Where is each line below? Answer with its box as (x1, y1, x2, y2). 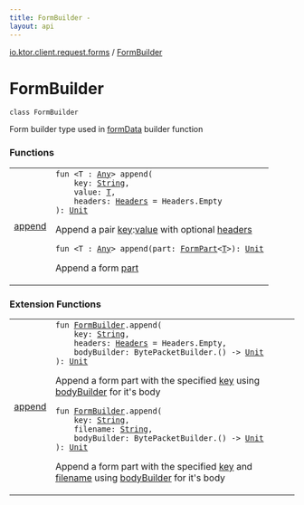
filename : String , (73, 424, 154, 434)
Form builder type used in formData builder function (9, 124, 204, 135)
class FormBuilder (9, 108, 79, 118)
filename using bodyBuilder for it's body (55, 472, 226, 484)
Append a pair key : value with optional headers (55, 223, 252, 235)
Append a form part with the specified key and (55, 461, 253, 473)
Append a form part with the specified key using (55, 375, 261, 387)
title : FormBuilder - (9, 13, 91, 23)
